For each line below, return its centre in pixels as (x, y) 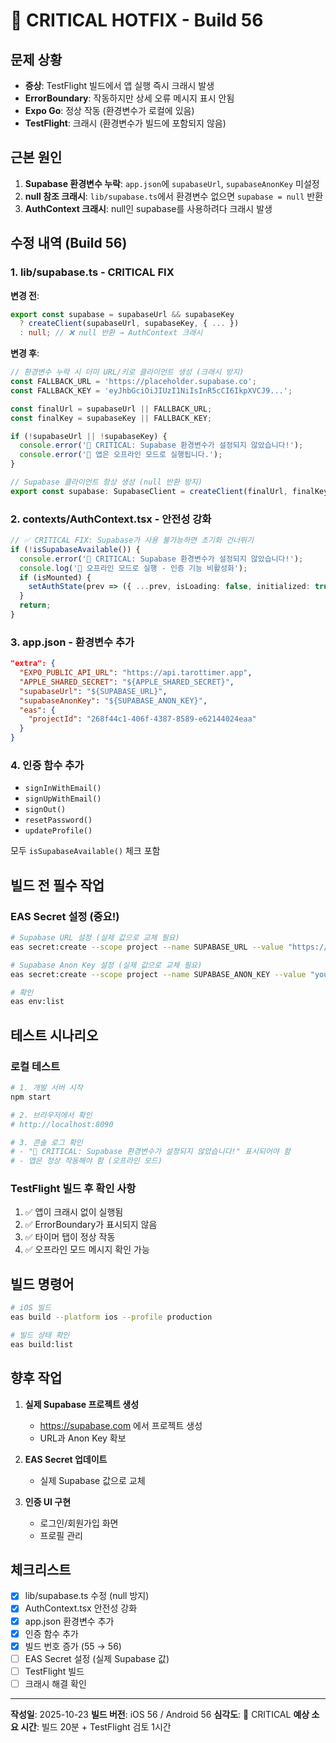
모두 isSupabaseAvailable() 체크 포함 (85, 851)
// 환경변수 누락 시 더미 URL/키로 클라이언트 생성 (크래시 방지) (127, 372)
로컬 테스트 (35, 1066)
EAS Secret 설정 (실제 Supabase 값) (97, 1658)
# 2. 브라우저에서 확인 (51, 1115)
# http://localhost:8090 (62, 1124)
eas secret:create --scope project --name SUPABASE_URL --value (147, 947)
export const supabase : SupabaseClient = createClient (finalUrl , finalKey (169, 491)
